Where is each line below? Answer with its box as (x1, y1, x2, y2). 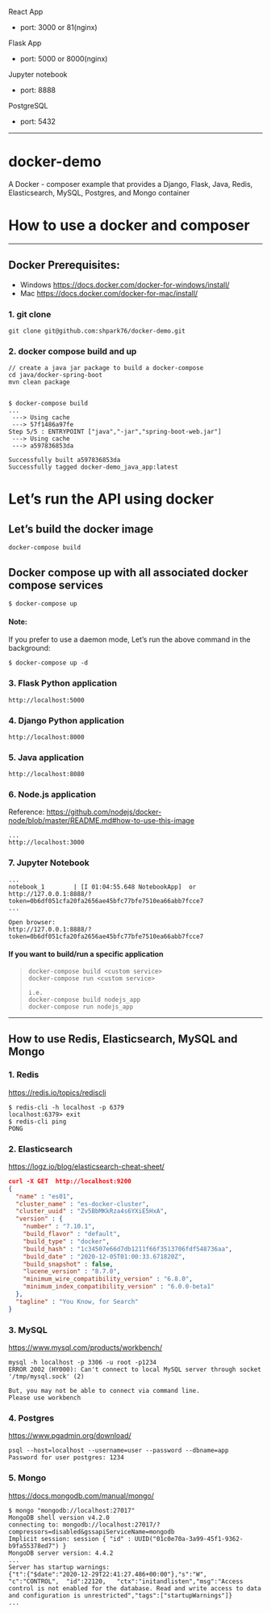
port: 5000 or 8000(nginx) (19, 54, 108, 63)
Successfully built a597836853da (8, 456, 121, 465)
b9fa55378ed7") (8, 1542, 60, 1550)
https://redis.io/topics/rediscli (8, 1088, 106, 1097)
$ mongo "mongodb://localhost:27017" (8, 1506, 135, 1514)
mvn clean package (8, 378, 70, 387)
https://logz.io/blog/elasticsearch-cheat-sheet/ (8, 1161, 165, 1171)
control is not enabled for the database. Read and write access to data (8, 1584, 262, 1593)
